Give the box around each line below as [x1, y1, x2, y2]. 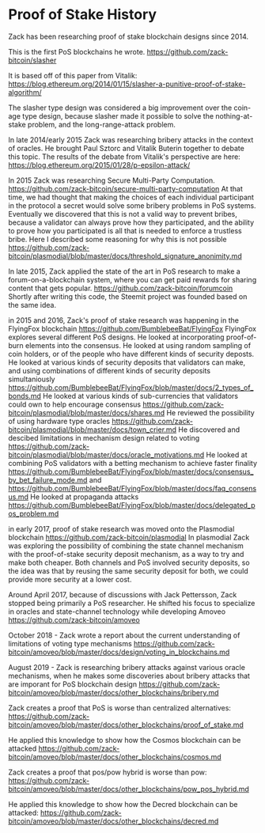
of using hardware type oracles [8, 416, 111, 426]
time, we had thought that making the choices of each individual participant [8, 192, 255, 202]
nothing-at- [215, 111, 253, 120]
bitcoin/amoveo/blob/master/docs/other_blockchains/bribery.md [8, 687, 219, 697]
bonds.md [8, 391, 42, 400]
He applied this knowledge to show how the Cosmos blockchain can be [8, 735, 241, 744]
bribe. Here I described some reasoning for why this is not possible [8, 234, 227, 244]
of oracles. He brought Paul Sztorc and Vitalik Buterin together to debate [8, 143, 245, 153]
